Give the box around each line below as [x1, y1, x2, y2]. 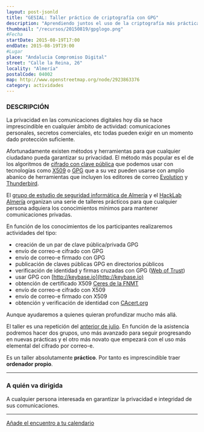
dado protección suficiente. [6, 136, 75, 143]
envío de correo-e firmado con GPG [15, 254, 105, 262]
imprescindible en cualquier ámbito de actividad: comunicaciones [6, 123, 171, 130]
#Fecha [6, 32, 23, 38]
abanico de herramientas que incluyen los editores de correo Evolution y [6, 173, 188, 181]
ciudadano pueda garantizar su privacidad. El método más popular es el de [6, 154, 194, 161]
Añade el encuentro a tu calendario [6, 419, 95, 427]
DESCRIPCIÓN [6, 102, 50, 111]
